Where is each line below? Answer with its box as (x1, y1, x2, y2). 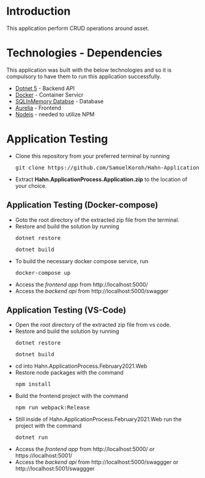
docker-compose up (15, 269, 71, 276)
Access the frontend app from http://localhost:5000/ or (15, 446, 155, 453)
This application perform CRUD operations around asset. (6, 24, 150, 32)
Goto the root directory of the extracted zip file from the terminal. (15, 216, 179, 223)
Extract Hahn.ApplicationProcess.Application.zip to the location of (15, 176, 188, 183)
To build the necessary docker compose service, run (15, 257, 149, 264)
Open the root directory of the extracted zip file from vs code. (15, 321, 171, 329)
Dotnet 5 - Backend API (15, 84, 75, 92)
